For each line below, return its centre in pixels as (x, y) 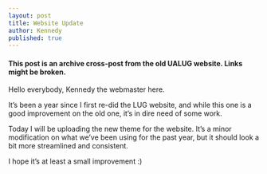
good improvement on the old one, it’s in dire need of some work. (116, 113)
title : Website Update (46, 23)
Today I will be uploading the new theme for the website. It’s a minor (120, 129)
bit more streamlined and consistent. (69, 146)
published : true (35, 38)
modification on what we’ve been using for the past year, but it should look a (134, 137)
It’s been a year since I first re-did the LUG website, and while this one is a (130, 105)
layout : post (30, 16)
